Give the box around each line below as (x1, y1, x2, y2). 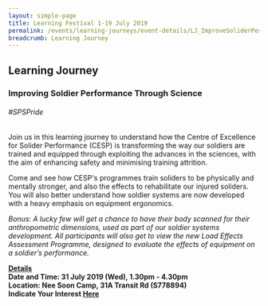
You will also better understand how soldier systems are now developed (8, 189, 245, 200)
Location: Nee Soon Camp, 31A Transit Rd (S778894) (8, 280, 187, 290)
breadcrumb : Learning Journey (8, 34, 109, 42)
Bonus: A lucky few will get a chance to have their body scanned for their (8, 213, 250, 224)
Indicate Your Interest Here (8, 288, 100, 298)
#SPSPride (8, 107, 44, 117)
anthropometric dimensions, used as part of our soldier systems (8, 222, 220, 232)
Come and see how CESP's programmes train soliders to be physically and (8, 173, 254, 182)
